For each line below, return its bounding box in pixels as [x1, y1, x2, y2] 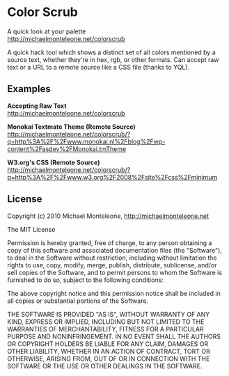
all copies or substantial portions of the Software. [7, 297, 148, 305]
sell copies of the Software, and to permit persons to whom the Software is [7, 268, 223, 276]
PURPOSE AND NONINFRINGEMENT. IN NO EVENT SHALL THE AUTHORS [7, 332, 221, 340]
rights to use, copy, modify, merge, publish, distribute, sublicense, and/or [7, 260, 217, 269]
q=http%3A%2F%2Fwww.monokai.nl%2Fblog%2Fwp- [7, 137, 166, 146]
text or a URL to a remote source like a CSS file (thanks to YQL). [7, 63, 190, 71]
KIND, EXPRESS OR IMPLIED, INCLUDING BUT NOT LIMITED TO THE [7, 318, 205, 326]
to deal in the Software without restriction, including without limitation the [7, 253, 217, 262]
